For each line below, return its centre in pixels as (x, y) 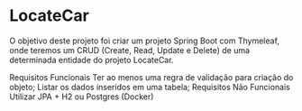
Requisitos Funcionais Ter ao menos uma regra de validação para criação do (151, 77)
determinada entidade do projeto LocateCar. (92, 60)
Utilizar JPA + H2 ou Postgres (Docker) (82, 97)
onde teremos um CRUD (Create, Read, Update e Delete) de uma (130, 50)
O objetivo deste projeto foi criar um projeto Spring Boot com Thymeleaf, (144, 41)
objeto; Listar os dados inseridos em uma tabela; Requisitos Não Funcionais (150, 87)
